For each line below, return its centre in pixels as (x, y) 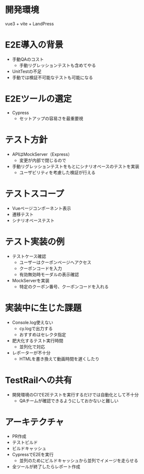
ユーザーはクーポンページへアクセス (55, 262)
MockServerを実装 (31, 280)
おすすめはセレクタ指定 (43, 334)
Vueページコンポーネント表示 (41, 208)
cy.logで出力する (36, 328)
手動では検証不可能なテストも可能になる (52, 77)
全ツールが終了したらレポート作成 (46, 467)
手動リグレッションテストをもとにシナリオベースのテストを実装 (76, 166)
